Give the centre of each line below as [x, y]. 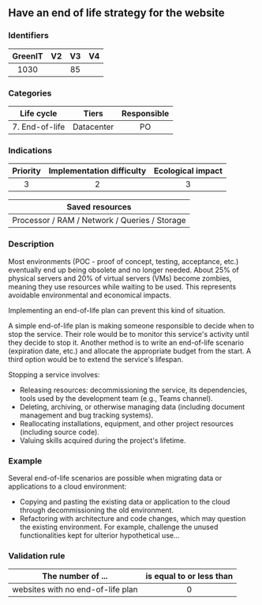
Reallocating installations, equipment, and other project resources [127, 423]
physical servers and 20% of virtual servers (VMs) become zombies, [120, 278]
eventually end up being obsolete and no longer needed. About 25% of [124, 270]
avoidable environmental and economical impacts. [90, 295]
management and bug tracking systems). [86, 415]
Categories [30, 93]
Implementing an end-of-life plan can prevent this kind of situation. [117, 310]
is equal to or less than [189, 577]
